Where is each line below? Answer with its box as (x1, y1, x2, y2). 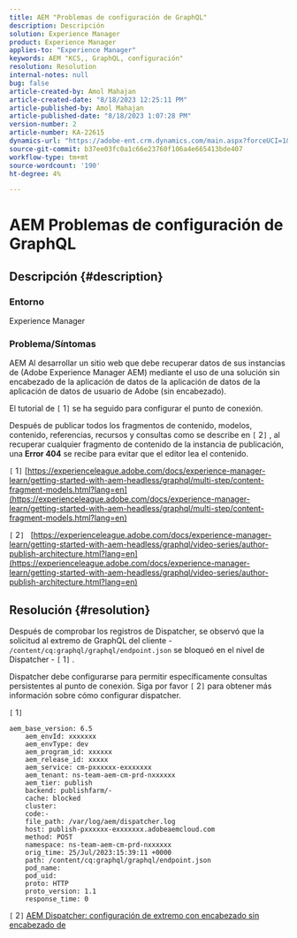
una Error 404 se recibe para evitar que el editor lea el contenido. (9, 449, 249, 459)
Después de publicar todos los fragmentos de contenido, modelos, (9, 420, 253, 431)
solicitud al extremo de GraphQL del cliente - (9, 635, 172, 646)
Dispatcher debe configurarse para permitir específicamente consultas (9, 672, 268, 682)
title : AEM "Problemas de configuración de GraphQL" (9, 12, 208, 22)
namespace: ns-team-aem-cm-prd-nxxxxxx (25, 841, 172, 850)
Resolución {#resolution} (9, 603, 151, 618)
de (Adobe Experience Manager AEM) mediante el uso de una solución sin (9, 367, 280, 378)
